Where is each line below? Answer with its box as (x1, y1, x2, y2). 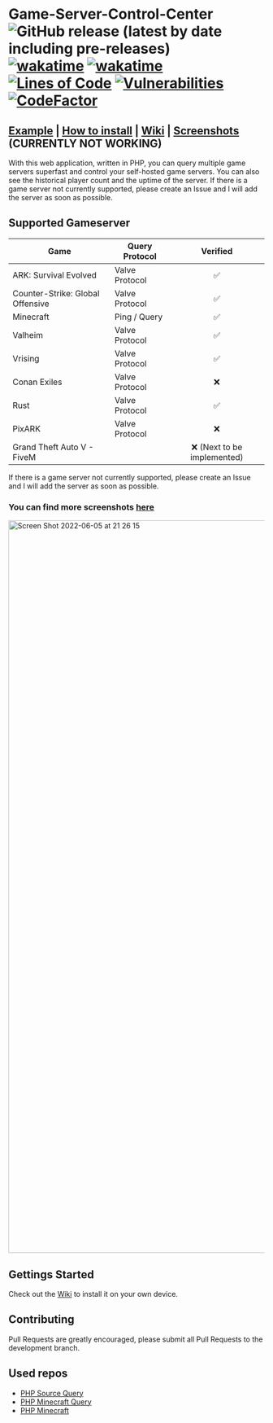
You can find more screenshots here (8, 501, 154, 513)
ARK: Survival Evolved (12, 269, 97, 281)
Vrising (12, 352, 40, 364)
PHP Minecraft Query (19, 1397, 92, 1407)
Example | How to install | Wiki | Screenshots (8, 124, 240, 138)
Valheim (12, 329, 43, 340)
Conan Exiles (12, 376, 63, 387)
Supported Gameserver (8, 217, 131, 230)
